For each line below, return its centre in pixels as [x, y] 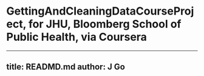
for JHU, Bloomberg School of [105, 24]
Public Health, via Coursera [77, 37]
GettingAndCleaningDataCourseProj [100, 11]
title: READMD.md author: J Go [66, 67]
